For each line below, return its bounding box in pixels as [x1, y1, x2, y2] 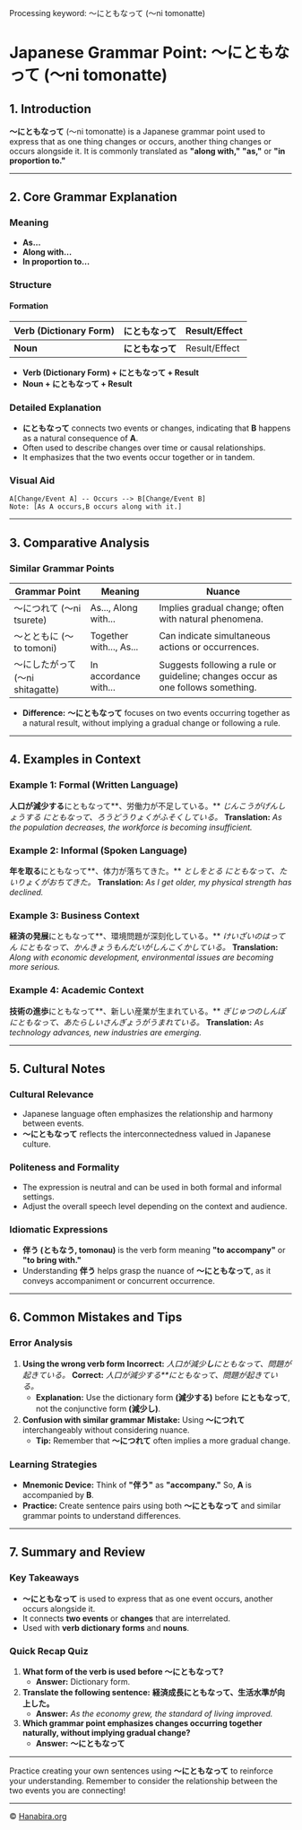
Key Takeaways [9, 1572, 80, 1584]
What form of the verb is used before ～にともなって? [22, 1666, 224, 1677]
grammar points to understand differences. [22, 1510, 182, 1521]
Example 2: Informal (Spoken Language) [9, 844, 188, 857]
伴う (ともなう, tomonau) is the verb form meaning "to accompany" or [22, 1244, 286, 1255]
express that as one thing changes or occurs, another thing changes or [9, 136, 272, 146]
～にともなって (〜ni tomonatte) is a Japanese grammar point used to [9, 126, 266, 136]
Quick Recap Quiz [9, 1644, 89, 1657]
